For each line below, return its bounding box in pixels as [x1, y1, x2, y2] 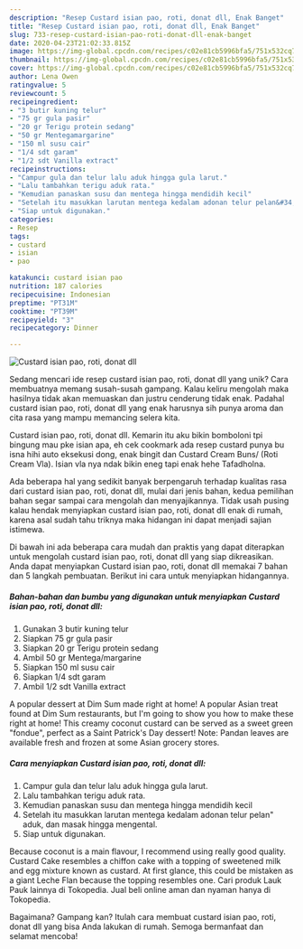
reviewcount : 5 [9, 89, 67, 98]
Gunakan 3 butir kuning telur [22, 624, 129, 634]
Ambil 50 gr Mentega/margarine [22, 653, 142, 663]
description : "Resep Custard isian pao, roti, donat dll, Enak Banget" [9, 13, 284, 23]
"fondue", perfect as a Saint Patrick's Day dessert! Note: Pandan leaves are [9, 728, 289, 738]
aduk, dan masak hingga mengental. [22, 819, 158, 830]
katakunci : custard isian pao [9, 273, 124, 283]
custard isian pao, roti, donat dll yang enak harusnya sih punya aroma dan [9, 403, 284, 414]
